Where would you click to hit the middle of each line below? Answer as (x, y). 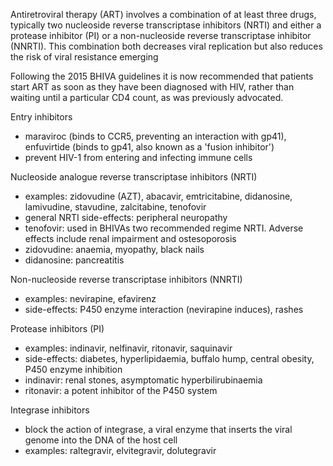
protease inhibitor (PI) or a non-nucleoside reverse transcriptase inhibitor (161, 35)
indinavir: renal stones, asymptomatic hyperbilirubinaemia (143, 380)
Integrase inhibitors (50, 410)
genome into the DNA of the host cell (101, 440)
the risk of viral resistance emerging (84, 57)
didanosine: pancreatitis (74, 260)
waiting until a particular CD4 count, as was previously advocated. (147, 97)
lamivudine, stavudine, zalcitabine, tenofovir (115, 207)
